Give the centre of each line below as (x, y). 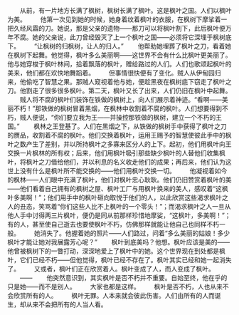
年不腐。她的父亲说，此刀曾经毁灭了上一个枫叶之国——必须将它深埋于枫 (113, 37)
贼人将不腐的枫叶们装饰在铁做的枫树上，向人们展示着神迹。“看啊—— (121, 99)
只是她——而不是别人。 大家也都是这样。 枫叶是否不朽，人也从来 (115, 286)
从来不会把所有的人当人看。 (67, 304)
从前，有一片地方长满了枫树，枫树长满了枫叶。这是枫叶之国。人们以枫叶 (126, 10)
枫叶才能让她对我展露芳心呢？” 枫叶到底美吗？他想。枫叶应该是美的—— (119, 242)
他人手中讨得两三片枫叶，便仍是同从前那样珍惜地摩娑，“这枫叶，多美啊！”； (119, 215)
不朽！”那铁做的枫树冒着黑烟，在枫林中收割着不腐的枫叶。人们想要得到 (118, 108)
